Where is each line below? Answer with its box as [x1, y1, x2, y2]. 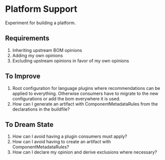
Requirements [5, 34, 49, 42]
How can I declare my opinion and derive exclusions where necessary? [12, 149, 157, 155]
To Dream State [5, 120, 54, 129]
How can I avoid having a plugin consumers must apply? [12, 133, 127, 139]
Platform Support [5, 3, 78, 15]
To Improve [5, 72, 41, 80]
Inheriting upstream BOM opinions [12, 47, 82, 53]
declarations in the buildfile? [12, 106, 70, 112]
